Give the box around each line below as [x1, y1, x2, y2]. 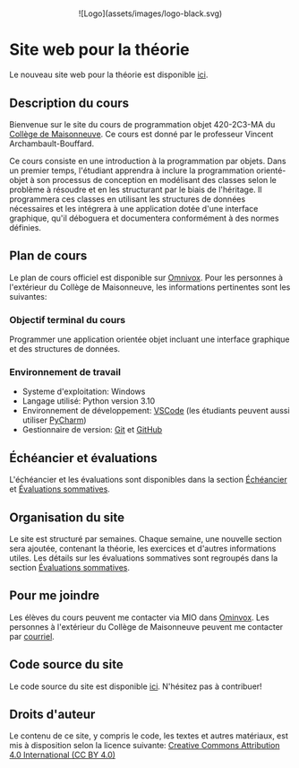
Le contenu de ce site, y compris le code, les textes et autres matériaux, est [9, 730, 289, 741]
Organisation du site [9, 510, 125, 525]
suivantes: [9, 291, 47, 301]
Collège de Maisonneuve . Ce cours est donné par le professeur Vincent [9, 128, 274, 139]
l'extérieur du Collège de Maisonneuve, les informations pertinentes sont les [9, 282, 291, 292]
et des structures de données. [9, 344, 121, 354]
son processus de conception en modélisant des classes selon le [36, 174, 278, 185]
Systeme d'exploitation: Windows [21, 386, 146, 397]
